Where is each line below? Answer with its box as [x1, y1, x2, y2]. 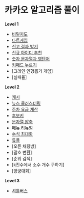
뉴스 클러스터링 [11, 100, 41, 106]
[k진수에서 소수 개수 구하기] [11, 162, 64, 168]
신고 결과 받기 [11, 43, 38, 49]
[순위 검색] [11, 155, 32, 161]
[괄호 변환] [11, 149, 32, 155]
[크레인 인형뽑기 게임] [11, 68, 53, 74]
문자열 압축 [11, 118, 33, 124]
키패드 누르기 [11, 62, 37, 68]
